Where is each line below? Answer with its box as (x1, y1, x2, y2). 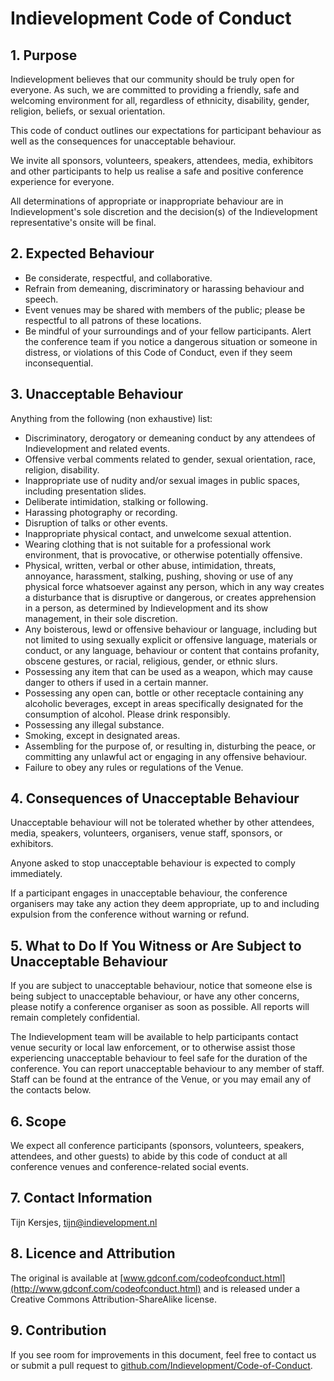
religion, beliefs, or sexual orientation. (10, 105, 166, 117)
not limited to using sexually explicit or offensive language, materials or (24, 633, 318, 646)
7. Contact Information (10, 1190, 153, 1207)
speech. (24, 293, 59, 305)
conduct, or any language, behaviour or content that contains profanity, (24, 644, 320, 656)
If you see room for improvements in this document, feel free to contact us (10, 1348, 317, 1361)
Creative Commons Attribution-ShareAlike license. (10, 1293, 218, 1305)
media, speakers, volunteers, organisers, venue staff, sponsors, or (10, 827, 283, 839)
